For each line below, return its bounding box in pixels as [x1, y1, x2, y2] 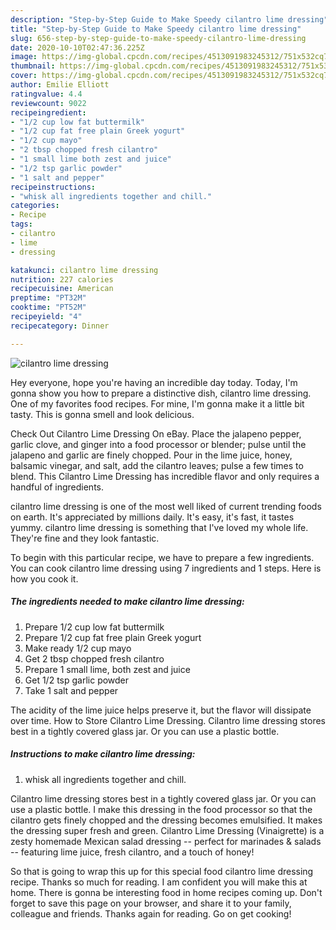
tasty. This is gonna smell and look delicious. [10, 408, 195, 420]
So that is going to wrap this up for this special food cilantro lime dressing [10, 865, 314, 877]
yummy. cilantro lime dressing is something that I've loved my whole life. [10, 521, 309, 533]
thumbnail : [10, 61, 56, 71]
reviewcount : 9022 [10, 98, 87, 108]
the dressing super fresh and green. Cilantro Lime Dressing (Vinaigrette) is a [10, 824, 325, 836]
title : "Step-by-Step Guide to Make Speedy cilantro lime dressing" [10, 24, 302, 34]
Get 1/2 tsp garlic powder [24, 674, 130, 686]
